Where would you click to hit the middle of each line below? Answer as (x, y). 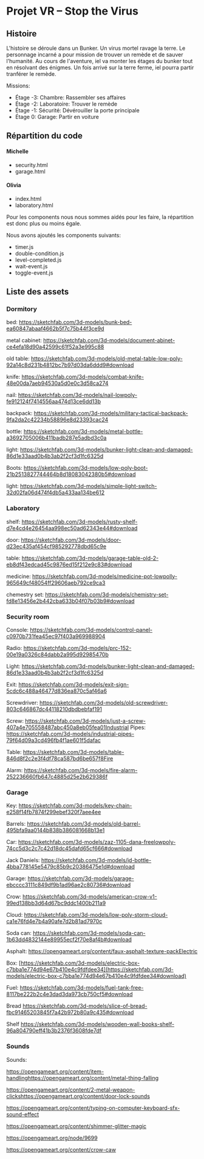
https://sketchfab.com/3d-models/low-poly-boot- (86, 468)
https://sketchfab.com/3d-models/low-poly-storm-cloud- (96, 915)
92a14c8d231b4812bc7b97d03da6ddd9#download (70, 365)
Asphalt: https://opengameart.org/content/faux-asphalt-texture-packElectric (102, 951)
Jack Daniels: (23, 860)
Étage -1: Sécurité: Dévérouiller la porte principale (77, 110)
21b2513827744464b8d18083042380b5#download (71, 474)
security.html (32, 165)
